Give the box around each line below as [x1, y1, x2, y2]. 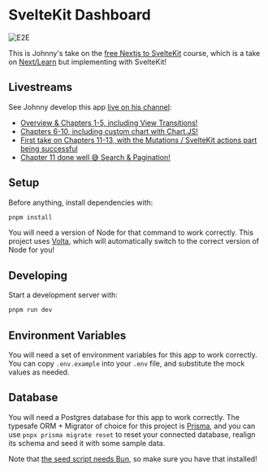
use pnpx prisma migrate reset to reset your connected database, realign [8, 429, 256, 440]
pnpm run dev [8, 306, 53, 314]
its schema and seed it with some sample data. [8, 438, 166, 448]
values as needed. [8, 367, 70, 377]
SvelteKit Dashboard [8, 6, 152, 24]
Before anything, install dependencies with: [8, 197, 153, 207]
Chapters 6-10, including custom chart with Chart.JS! [19, 126, 199, 136]
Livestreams [8, 80, 73, 94]
